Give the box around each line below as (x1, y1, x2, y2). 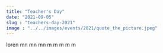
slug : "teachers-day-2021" (6, 19, 76, 25)
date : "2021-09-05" (6, 14, 55, 20)
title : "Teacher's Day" (6, 8, 65, 15)
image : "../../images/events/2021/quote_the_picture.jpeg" (6, 25, 158, 31)
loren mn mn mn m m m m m (6, 41, 76, 48)
